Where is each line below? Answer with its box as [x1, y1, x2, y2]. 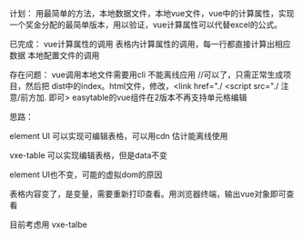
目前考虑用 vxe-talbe [9, 219, 88, 230]
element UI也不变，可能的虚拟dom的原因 [9, 169, 163, 180]
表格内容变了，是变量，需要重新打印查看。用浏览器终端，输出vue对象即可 [9, 189, 287, 199]
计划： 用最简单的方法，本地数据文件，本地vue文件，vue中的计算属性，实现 [9, 8, 295, 18]
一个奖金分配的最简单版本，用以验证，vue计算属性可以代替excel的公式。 [9, 19, 283, 30]
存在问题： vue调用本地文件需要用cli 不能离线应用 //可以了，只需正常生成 [9, 69, 284, 80]
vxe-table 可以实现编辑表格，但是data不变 [9, 150, 168, 161]
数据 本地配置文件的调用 [9, 50, 100, 61]
